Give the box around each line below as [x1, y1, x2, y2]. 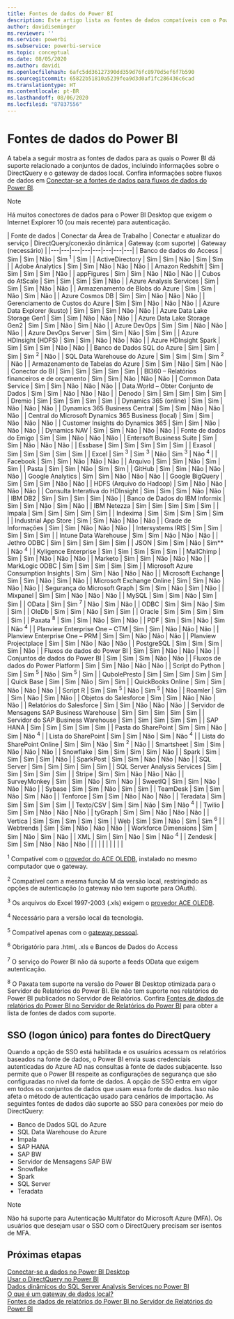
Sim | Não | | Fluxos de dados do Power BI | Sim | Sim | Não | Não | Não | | [7, 647, 219, 655]
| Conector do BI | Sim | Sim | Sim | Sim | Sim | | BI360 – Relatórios [7, 367, 197, 376]
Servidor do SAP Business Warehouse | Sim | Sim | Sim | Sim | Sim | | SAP [7, 716, 219, 724]
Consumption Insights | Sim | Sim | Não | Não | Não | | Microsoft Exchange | [7, 569, 224, 578]
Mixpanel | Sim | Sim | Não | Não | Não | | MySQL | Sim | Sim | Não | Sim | [7, 592, 217, 600]
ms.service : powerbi [7, 36, 68, 43]
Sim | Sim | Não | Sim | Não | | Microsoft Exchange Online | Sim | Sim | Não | [7, 576, 225, 585]
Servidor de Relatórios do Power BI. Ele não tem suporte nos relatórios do [7, 987, 219, 995]
